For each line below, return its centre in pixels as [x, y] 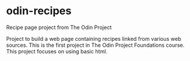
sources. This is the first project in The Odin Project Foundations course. [96, 45]
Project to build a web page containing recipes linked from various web [94, 38]
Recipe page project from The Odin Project [59, 27]
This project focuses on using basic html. [57, 51]
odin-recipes [39, 11]
